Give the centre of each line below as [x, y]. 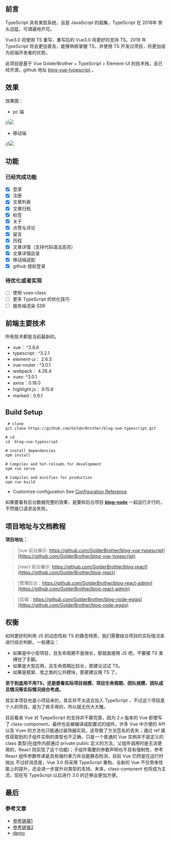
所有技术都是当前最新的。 [32, 337]
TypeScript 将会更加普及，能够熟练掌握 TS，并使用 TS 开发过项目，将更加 [83, 46]
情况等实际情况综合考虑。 [36, 689]
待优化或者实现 [24, 281]
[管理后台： [30, 583]
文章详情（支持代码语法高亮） [44, 247]
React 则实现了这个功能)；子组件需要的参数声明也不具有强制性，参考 [91, 749]
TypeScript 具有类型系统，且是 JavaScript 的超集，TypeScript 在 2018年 [81, 23]
